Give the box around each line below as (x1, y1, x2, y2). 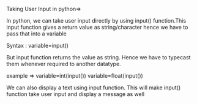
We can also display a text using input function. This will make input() (6, 84, 181, 91)
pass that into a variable (6, 30, 67, 37)
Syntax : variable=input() (6, 42, 69, 49)
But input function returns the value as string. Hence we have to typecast (6, 54, 191, 61)
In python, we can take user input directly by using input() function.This (6, 17, 187, 24)
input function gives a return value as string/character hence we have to (6, 24, 188, 31)
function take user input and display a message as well (6, 91, 145, 97)
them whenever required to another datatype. (6, 61, 121, 67)
